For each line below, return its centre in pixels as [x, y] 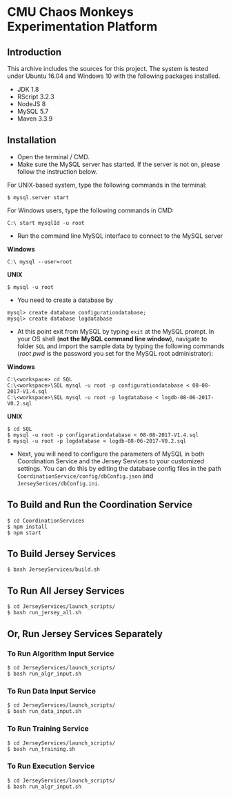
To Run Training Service [48, 729]
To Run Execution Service [51, 766]
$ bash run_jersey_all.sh [44, 613]
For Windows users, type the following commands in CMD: [91, 210]
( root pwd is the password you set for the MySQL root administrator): [115, 353]
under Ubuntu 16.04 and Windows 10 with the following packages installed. [114, 76]
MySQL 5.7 [33, 111]
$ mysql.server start [38, 197]
